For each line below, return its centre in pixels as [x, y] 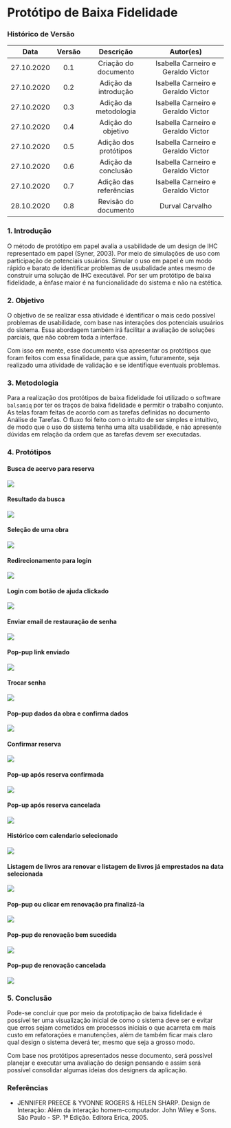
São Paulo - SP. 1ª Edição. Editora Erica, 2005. [82, 1118]
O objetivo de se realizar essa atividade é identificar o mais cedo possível [111, 316]
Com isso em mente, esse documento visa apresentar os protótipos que [109, 351]
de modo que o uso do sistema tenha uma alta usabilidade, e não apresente [114, 427]
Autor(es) [186, 52]
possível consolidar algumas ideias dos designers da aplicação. [97, 1070]
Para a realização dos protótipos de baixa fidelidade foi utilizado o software [114, 398]
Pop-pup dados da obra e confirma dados [68, 714]
